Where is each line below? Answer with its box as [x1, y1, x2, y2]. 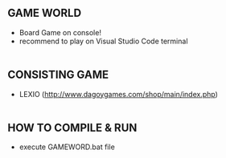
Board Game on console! [18, 27, 102, 37]
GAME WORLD [7, 6, 82, 20]
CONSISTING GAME [7, 68, 109, 82]
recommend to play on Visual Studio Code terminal [18, 36, 188, 46]
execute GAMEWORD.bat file [18, 142, 116, 152]
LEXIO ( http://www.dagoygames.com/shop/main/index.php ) [18, 89, 219, 99]
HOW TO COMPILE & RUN [7, 121, 138, 135]
